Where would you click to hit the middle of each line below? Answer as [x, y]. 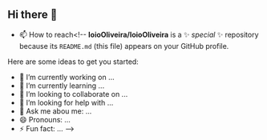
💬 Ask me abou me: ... [55, 111]
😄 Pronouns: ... [45, 119]
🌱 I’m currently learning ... [62, 86]
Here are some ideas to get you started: [73, 62]
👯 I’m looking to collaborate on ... [73, 94]
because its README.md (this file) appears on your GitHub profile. [124, 46]
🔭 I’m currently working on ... [67, 77]
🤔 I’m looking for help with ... [66, 102]
